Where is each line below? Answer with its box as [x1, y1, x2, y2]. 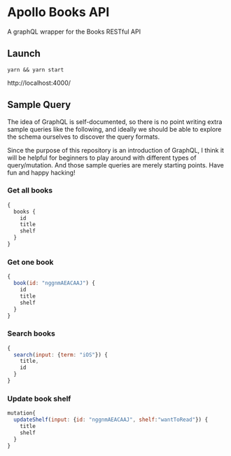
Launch [7, 48, 41, 60]
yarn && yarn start [7, 66, 64, 74]
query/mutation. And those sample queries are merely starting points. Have [7, 160, 224, 169]
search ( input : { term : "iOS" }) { [13, 351, 108, 358]
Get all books [7, 186, 53, 195]
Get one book [7, 257, 54, 267]
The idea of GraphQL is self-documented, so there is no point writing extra [7, 117, 223, 126]
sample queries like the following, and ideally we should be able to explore [7, 125, 222, 133]
